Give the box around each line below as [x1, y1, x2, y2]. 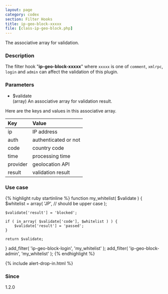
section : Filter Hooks [5, 17, 53, 22]
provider [8, 161, 28, 168]
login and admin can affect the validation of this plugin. [5, 69, 119, 75]
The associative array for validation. [5, 40, 79, 46]
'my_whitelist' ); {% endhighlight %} [21, 251, 95, 257]
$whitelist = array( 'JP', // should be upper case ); [5, 201, 107, 207]
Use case [5, 184, 29, 191]
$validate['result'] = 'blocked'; [5, 210, 78, 215]
